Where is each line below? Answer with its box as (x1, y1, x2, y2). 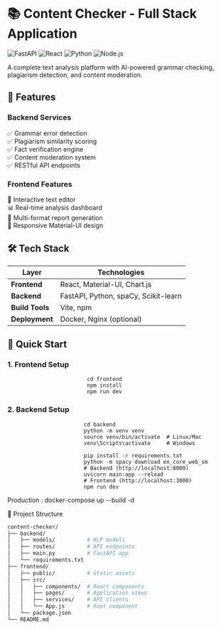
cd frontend (86, 375, 122, 383)
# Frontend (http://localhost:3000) (83, 477, 193, 484)
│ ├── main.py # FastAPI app (7, 550, 129, 557)
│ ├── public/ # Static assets (7, 569, 135, 577)
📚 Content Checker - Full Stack (7, 6, 198, 22)
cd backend (83, 421, 116, 428)
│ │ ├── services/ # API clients (7, 596, 129, 603)
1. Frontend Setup (7, 360, 70, 370)
